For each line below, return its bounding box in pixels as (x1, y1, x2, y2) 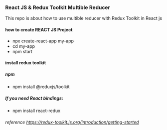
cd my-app (12, 43, 35, 49)
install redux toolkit (5, 60, 46, 66)
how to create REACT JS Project (5, 26, 73, 32)
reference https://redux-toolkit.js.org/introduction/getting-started (5, 119, 139, 125)
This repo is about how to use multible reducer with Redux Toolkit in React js (5, 15, 163, 21)
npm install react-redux (12, 108, 61, 114)
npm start (12, 48, 32, 54)
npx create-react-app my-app (12, 38, 74, 44)
